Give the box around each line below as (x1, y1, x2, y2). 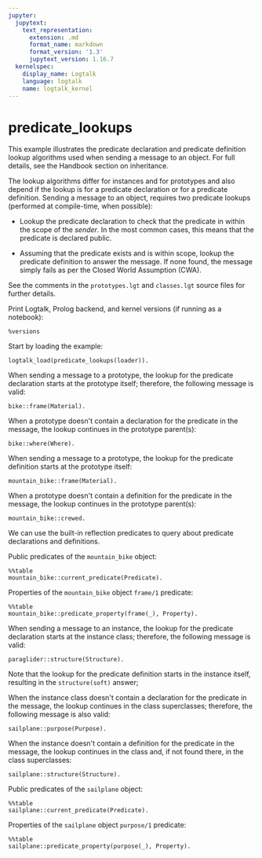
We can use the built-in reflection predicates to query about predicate (8, 528, 234, 538)
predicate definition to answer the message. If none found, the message (19, 257, 253, 267)
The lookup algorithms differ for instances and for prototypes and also (8, 176, 235, 186)
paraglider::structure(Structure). (8, 656, 125, 664)
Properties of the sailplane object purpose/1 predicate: (8, 820, 187, 830)
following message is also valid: (8, 709, 111, 720)
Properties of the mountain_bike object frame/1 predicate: (8, 587, 194, 598)
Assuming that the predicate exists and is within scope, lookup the (19, 249, 235, 258)
